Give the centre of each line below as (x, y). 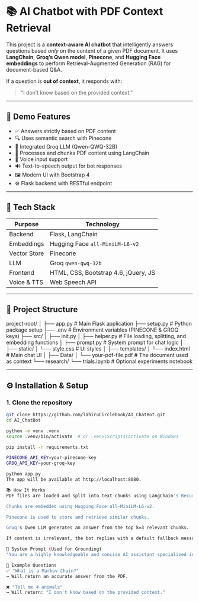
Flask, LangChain (73, 234)
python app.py (24, 474)
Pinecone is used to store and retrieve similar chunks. (78, 517)
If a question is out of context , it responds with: (64, 81)
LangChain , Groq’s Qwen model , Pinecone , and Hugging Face (84, 57)
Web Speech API (73, 282)
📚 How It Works (26, 490)
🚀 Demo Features (38, 117)
